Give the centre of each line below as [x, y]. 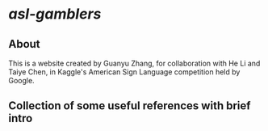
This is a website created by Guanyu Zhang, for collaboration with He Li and [134, 63]
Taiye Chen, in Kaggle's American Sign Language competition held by [124, 72]
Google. [21, 80]
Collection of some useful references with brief [130, 106]
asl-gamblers [55, 14]
